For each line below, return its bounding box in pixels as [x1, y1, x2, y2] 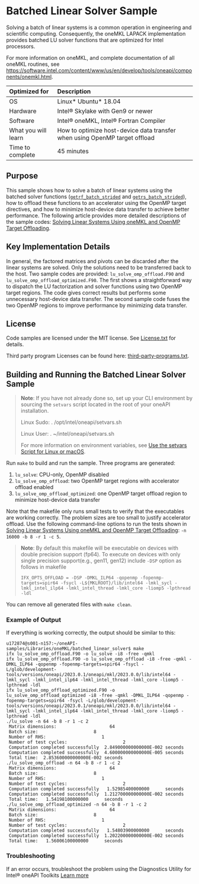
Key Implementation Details [6, 242, 111, 252]
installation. [20, 407, 49, 414]
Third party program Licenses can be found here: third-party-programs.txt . [6, 352, 190, 360]
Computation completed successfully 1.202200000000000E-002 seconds [8, 833, 184, 839]
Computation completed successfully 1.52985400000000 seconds [8, 786, 184, 792]
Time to [9, 143, 31, 151]
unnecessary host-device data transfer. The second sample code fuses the [6, 295, 190, 302]
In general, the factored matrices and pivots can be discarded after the [6, 257, 179, 265]
